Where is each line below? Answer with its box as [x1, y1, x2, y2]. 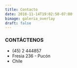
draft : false [5, 20, 31, 26]
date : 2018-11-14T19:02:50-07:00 [5, 12, 73, 17]
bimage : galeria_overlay [5, 16, 55, 21]
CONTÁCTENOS [5, 37, 44, 44]
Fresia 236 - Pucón [12, 53, 51, 59]
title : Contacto [5, 7, 38, 12]
